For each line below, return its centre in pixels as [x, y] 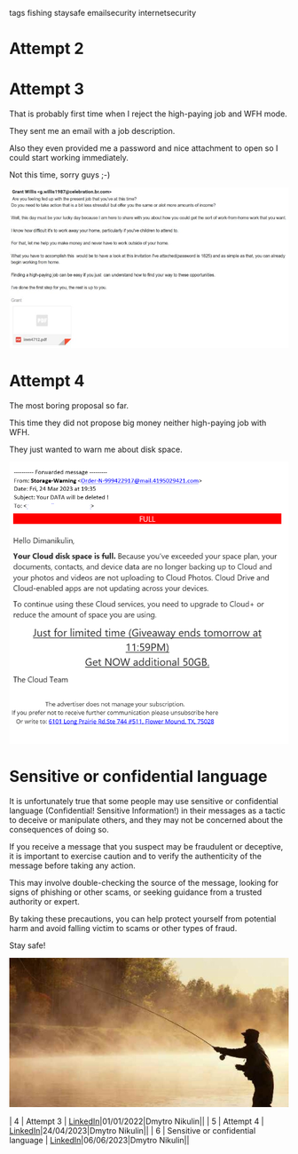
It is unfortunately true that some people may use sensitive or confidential [144, 801]
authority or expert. [44, 901]
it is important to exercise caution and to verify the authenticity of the [135, 856]
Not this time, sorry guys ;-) [60, 175]
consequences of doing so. [59, 829]
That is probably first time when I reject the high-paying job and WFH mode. [149, 114]
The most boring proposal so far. [69, 405]
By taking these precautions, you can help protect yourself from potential [143, 919]
